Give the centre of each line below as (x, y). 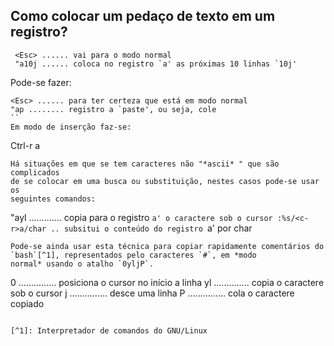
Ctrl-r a (25, 145)
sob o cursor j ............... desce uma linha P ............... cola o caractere (152, 293)
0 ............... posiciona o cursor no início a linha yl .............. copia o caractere (167, 282)
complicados (35, 172)
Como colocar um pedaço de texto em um (143, 16)
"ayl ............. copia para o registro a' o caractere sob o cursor (141, 217)
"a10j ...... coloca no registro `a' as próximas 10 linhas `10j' (156, 64)
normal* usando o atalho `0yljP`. (82, 264)
